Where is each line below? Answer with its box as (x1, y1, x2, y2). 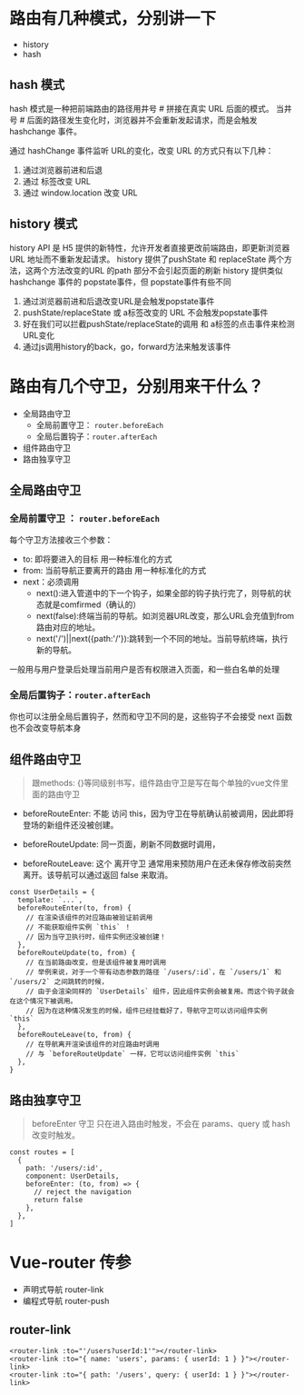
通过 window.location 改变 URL (22, 187, 138, 198)
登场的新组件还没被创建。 (22, 820, 119, 831)
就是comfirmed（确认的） (44, 599, 142, 610)
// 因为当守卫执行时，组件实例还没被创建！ (25, 932, 167, 942)
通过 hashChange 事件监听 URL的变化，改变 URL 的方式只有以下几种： (9, 144, 274, 155)
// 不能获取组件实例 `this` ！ (25, 923, 132, 932)
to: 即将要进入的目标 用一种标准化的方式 (22, 553, 172, 564)
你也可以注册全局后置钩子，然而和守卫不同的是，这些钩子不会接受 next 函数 (9, 711, 293, 722)
